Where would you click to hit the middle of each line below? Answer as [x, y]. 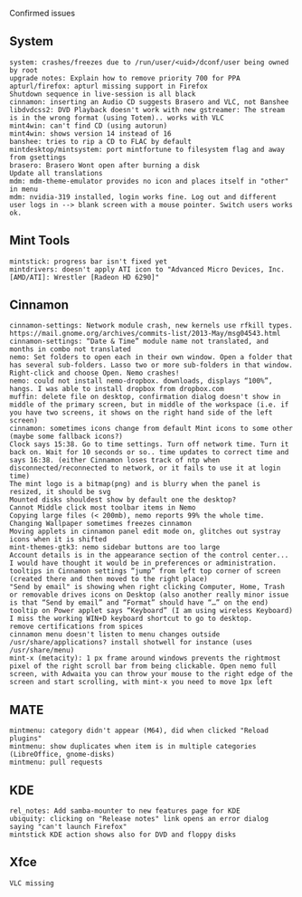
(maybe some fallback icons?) [66, 437]
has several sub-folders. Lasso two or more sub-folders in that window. [151, 366]
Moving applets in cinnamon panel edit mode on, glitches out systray [145, 532]
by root [24, 70]
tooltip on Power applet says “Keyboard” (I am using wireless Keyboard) [151, 611]
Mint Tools [40, 240]
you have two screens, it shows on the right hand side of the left [141, 413]
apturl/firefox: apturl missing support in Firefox [109, 86]
